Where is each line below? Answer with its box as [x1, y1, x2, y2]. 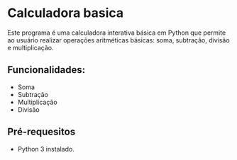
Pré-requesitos [7, 126, 76, 138]
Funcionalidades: [7, 64, 86, 76]
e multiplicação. [7, 43, 54, 52]
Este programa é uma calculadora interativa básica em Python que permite [7, 28, 226, 37]
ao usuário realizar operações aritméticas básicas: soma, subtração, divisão [7, 35, 230, 44]
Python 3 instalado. [17, 144, 75, 153]
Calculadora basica [7, 5, 124, 21]
